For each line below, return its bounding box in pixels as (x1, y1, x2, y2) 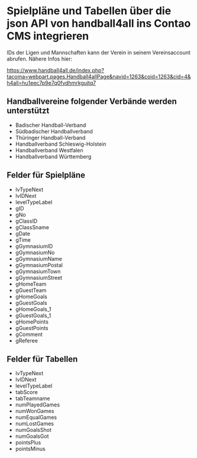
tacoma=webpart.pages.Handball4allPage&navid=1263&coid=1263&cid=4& (7, 73, 191, 80)
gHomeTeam (15, 280, 47, 287)
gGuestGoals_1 (15, 312, 51, 319)
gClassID (15, 217, 38, 225)
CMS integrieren (7, 30, 89, 43)
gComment (15, 331, 43, 338)
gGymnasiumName (15, 255, 63, 262)
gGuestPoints (15, 324, 49, 331)
